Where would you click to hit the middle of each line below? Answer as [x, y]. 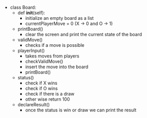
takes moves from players [52, 56]
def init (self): [31, 13]
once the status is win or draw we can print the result [81, 110]
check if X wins [41, 83]
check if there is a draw [50, 94]
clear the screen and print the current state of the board [84, 34]
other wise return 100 [47, 99]
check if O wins [42, 88]
